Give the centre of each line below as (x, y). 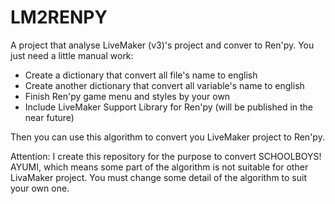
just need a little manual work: (72, 55)
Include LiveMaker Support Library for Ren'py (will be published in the (169, 107)
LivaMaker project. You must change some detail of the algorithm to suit (158, 177)
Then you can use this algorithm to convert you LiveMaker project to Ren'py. (167, 137)
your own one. (40, 188)
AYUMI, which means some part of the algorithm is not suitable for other (159, 167)
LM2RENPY (59, 17)
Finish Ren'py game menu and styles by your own (127, 96)
